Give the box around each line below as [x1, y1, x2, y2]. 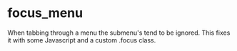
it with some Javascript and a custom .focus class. [7, 35, 156, 44]
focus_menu [7, 5, 84, 21]
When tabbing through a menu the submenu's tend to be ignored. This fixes [7, 28, 231, 37]
